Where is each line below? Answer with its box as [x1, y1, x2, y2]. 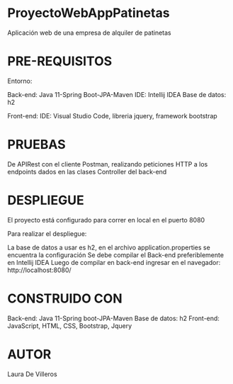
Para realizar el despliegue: [7, 229, 87, 238]
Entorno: [7, 77, 33, 85]
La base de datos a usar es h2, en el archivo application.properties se [7, 243, 210, 252]
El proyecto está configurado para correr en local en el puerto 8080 [7, 215, 205, 224]
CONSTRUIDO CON [7, 290, 123, 306]
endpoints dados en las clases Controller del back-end [7, 167, 167, 176]
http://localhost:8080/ [7, 266, 72, 274]
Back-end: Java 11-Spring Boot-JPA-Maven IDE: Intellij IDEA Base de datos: [7, 90, 227, 98]
